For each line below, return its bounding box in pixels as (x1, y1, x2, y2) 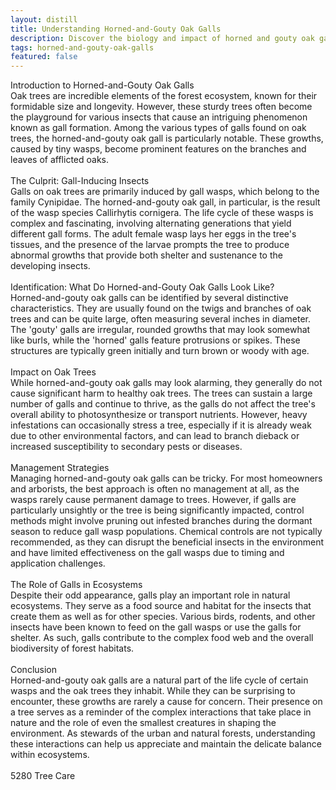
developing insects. (10, 260, 91, 272)
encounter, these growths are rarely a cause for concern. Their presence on (10, 696, 323, 708)
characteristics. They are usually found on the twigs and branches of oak (10, 302, 312, 315)
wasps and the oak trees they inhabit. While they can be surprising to (10, 685, 296, 697)
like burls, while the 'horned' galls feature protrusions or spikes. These (10, 334, 301, 346)
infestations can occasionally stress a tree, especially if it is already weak (10, 419, 312, 431)
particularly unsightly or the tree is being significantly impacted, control (10, 504, 305, 516)
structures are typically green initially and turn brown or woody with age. (10, 345, 310, 357)
